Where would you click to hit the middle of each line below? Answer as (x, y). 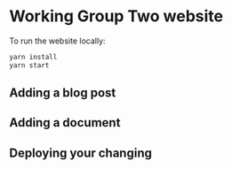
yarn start (29, 65)
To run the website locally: (57, 41)
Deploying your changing (81, 153)
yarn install (33, 57)
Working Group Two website (116, 16)
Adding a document (65, 123)
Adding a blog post (63, 93)
